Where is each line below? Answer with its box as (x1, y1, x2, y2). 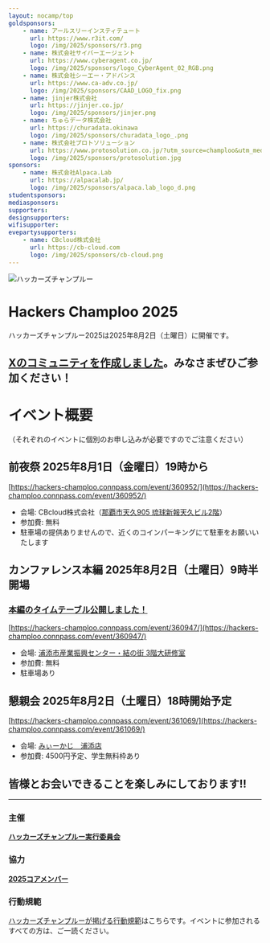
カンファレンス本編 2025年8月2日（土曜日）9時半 (8, 564, 259, 577)
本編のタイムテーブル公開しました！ (8, 605, 148, 616)
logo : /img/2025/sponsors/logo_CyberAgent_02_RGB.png (29, 64, 215, 72)
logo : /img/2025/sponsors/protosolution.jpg (29, 154, 182, 162)
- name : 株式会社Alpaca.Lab (22, 169, 112, 177)
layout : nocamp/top (8, 11, 74, 20)
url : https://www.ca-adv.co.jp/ (29, 79, 138, 87)
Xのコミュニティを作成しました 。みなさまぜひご (8, 355, 247, 370)
